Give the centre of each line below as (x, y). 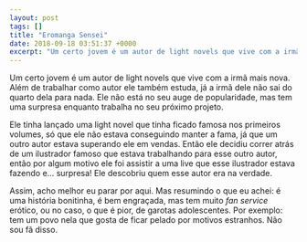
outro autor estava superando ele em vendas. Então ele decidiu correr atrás (152, 144)
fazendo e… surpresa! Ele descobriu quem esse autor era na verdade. (141, 174)
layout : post (34, 18)
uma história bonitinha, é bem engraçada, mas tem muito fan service (139, 201)
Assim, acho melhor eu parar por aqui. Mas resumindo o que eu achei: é (145, 191)
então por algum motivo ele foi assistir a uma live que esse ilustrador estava (152, 163)
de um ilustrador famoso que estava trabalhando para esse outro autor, (143, 154)
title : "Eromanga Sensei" (58, 35)
